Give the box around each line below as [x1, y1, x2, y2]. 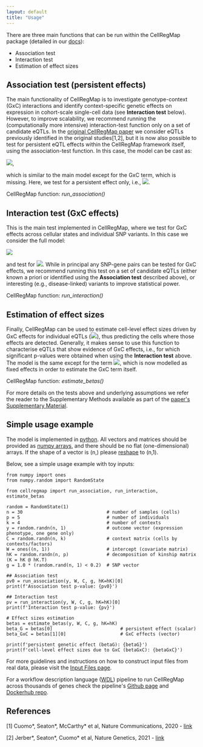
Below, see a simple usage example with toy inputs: [6, 460, 135, 467]
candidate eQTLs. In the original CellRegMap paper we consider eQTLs [6, 128, 184, 135]
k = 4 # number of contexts [6, 519, 162, 526]
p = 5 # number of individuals [6, 514, 170, 520]
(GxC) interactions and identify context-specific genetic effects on [6, 102, 172, 110]
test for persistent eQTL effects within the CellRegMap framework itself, [6, 141, 185, 148]
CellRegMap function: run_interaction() [6, 292, 104, 299]
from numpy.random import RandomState [6, 477, 104, 483]
